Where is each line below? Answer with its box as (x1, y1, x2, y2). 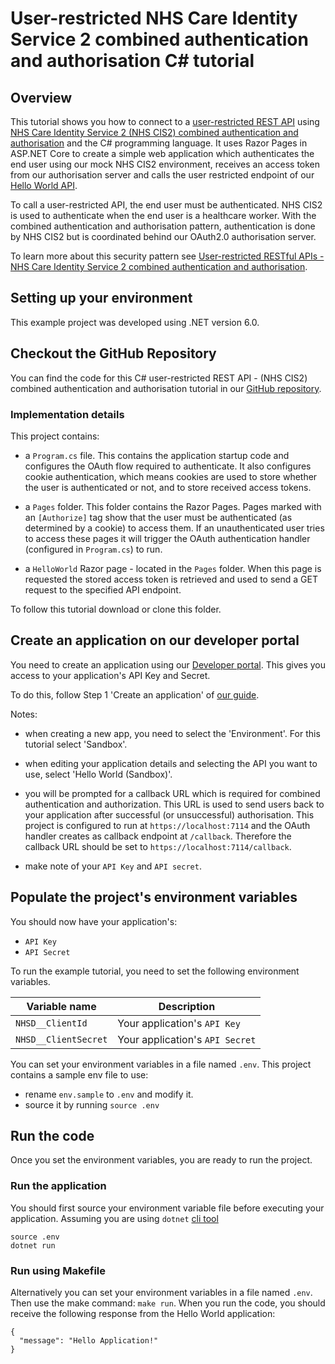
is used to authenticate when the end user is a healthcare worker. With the (10, 210, 317, 221)
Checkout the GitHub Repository (10, 345, 217, 362)
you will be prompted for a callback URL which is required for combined (24, 787, 321, 799)
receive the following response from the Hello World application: (10, 1307, 276, 1319)
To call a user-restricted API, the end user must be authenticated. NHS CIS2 (10, 199, 323, 211)
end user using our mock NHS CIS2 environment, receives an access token (10, 158, 321, 170)
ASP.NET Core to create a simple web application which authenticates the (10, 148, 315, 159)
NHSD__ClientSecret (15, 1033, 108, 1045)
